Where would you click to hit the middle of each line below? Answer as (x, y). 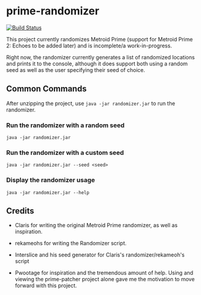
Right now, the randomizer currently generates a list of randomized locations (100, 57)
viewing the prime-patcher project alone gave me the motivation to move (105, 279)
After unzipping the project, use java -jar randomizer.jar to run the (91, 103)
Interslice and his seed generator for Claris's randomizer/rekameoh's (100, 255)
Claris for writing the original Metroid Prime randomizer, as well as (96, 225)
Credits (20, 211)
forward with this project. (46, 285)
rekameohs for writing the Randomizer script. (71, 243)
